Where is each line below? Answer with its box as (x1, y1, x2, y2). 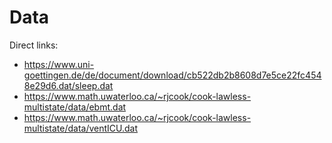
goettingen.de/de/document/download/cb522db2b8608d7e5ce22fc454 (23, 69, 322, 81)
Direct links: (9, 39, 59, 51)
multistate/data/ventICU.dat (23, 122, 139, 134)
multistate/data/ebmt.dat (23, 101, 127, 113)
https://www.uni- (23, 58, 95, 70)
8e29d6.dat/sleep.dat (23, 79, 114, 91)
